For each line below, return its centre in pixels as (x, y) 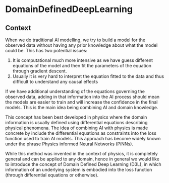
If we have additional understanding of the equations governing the (75, 91)
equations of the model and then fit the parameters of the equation (82, 66)
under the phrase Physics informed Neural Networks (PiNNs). (69, 144)
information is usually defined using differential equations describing (76, 122)
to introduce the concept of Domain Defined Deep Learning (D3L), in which (83, 164)
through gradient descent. (40, 71)
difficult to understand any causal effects (55, 82)
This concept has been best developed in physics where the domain (76, 117)
